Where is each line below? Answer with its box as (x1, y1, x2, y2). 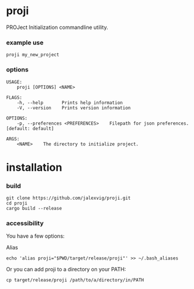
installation (6, 161, 63, 174)
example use (6, 38, 44, 47)
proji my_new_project (6, 52, 60, 58)
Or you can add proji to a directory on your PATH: (6, 266, 126, 273)
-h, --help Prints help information (17, 99, 123, 106)
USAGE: (6, 79, 22, 85)
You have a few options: (6, 232, 65, 240)
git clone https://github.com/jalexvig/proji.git (6, 195, 131, 202)
